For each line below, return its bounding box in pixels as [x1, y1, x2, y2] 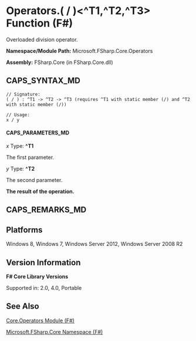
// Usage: [6, 112, 31, 118]
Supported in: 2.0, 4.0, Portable [6, 284, 82, 291]
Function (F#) [6, 16, 73, 30]
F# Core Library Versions [6, 273, 69, 280]
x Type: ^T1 [6, 142, 34, 149]
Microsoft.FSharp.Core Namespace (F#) [6, 328, 103, 335]
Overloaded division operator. [6, 36, 78, 43]
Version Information [6, 257, 81, 268]
